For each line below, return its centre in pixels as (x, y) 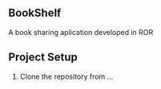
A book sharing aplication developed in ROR (81, 32)
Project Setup (43, 58)
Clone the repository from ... (66, 76)
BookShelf (35, 13)
